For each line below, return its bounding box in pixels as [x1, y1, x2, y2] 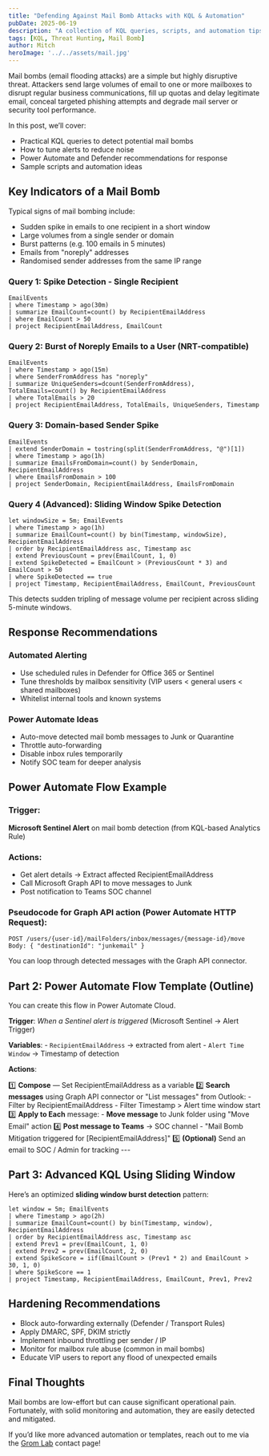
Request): [8, 916, 48, 927]
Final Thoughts [8, 1376, 86, 1389]
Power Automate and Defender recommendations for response [19, 153, 228, 163]
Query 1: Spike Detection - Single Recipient [8, 276, 179, 287]
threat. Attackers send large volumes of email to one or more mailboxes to [8, 79, 252, 89]
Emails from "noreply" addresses [19, 247, 130, 257]
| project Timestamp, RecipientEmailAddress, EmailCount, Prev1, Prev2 [8, 1275, 252, 1284]
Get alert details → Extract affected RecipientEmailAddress [19, 870, 214, 879]
